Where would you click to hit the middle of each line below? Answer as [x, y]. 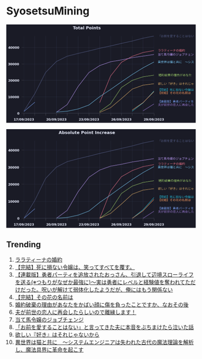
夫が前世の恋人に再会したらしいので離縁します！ [75, 312]
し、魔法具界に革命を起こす [49, 350]
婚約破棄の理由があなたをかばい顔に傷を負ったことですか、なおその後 [102, 305]
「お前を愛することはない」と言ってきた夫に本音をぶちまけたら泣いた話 [104, 327]
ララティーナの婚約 [38, 260]
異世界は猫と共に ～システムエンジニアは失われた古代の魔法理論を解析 [104, 342]
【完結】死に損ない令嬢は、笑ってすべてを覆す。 [75, 267]
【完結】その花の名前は [44, 297]
